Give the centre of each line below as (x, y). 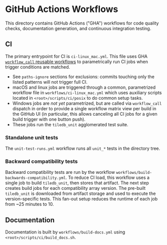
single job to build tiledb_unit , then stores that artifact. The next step (77, 183)
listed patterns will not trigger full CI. (50, 82)
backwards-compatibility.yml (35, 178)
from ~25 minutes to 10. (29, 204)
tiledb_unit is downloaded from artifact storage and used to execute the (80, 193)
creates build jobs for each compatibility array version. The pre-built (75, 188)
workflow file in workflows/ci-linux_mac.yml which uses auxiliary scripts (87, 92)
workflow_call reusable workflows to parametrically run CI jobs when (77, 62)
